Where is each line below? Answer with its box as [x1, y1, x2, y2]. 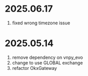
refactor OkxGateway [12, 65, 57, 71]
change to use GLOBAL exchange [12, 59, 83, 66]
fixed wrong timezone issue [12, 20, 71, 26]
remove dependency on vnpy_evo [12, 54, 83, 60]
